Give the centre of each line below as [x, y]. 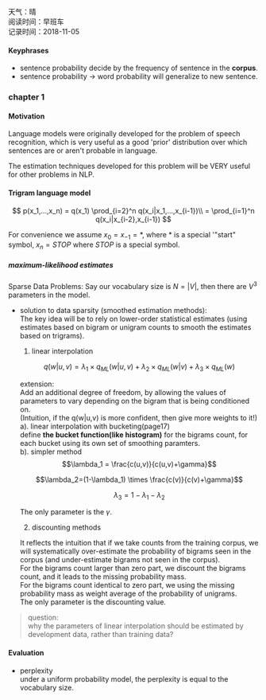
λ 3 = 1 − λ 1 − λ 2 [139, 496]
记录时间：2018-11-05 [44, 31]
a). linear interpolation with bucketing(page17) [95, 426]
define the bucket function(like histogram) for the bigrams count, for [134, 434]
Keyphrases [29, 50]
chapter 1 [27, 97]
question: [43, 618]
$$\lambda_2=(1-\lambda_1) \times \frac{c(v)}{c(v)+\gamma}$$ [139, 479]
